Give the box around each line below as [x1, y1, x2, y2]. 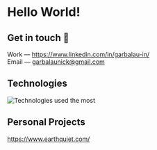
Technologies [7, 78, 68, 90]
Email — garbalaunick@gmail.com [7, 58, 106, 66]
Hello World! [7, 4, 81, 20]
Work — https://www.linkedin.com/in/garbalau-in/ [7, 50, 150, 58]
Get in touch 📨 [7, 32, 69, 44]
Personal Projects [7, 116, 85, 128]
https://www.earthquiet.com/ [7, 135, 90, 143]
